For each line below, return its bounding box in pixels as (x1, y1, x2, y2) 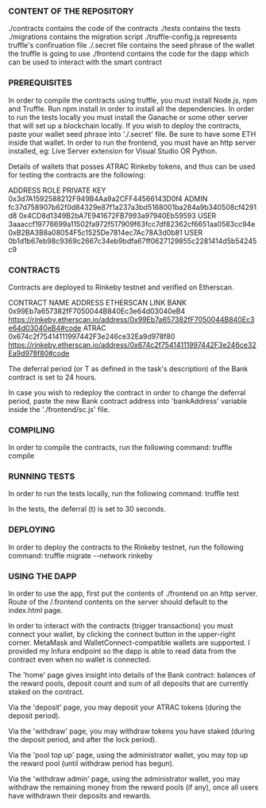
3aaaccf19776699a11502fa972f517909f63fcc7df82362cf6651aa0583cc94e (8, 219, 256, 228)
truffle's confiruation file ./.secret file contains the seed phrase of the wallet (8, 41, 256, 50)
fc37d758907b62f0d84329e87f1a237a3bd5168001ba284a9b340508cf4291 (8, 202, 256, 212)
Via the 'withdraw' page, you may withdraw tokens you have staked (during (8, 726, 256, 736)
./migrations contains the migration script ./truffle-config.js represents (8, 32, 237, 41)
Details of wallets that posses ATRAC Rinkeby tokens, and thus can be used (8, 161, 256, 171)
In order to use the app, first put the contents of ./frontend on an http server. (8, 589, 258, 598)
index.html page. (8, 606, 64, 616)
